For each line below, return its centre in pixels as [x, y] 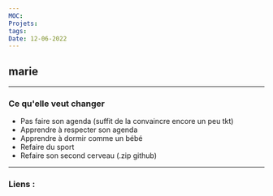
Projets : [23, 23]
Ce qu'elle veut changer [57, 104]
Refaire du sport [47, 147]
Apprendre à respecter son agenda [79, 130]
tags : [17, 31]
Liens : [22, 185]
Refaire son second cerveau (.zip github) [88, 156]
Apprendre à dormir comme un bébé [81, 138]
